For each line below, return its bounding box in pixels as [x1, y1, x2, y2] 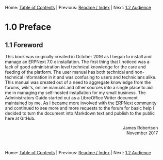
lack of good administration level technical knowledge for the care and [5, 64, 146, 70]
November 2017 [126, 130, 158, 136]
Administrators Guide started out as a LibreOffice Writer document [5, 95, 138, 100]
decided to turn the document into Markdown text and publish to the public [5, 111, 155, 116]
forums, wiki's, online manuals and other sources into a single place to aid [5, 85, 153, 90]
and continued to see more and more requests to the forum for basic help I [5, 105, 154, 111]
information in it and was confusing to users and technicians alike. [24, 74, 157, 80]
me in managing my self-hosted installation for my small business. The [5, 90, 146, 96]
